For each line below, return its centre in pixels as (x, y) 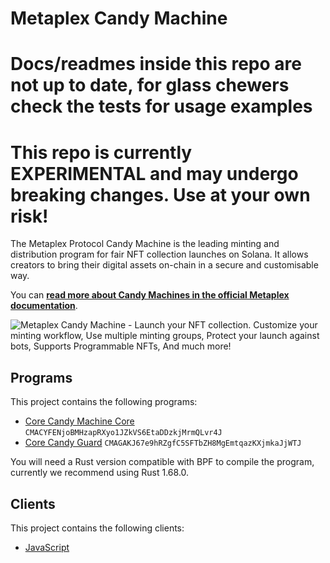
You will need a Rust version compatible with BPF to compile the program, (162, 462)
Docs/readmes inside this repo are (156, 64)
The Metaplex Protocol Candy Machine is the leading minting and (145, 244)
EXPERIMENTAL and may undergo (154, 173)
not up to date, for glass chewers (150, 85)
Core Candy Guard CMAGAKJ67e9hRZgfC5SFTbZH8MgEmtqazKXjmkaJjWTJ (163, 443)
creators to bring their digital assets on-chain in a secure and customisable (164, 265)
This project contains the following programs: (104, 402)
